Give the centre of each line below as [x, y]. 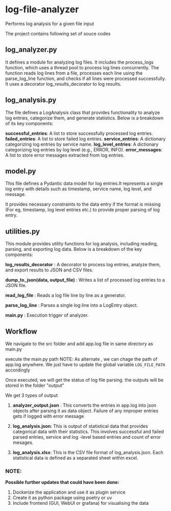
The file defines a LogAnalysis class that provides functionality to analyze [83, 112]
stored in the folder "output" [35, 385]
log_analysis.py [31, 100]
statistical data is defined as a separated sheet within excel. [76, 458]
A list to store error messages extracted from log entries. [65, 155]
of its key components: [29, 123]
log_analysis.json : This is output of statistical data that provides [80, 426]
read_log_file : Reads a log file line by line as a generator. [66, 296]
